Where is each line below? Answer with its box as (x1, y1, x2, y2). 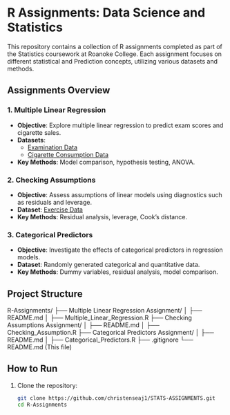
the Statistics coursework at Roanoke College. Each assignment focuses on (7, 50, 222, 58)
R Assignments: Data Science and (7, 5, 206, 21)
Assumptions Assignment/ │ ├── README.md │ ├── (7, 321, 160, 329)
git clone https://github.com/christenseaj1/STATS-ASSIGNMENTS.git (17, 394, 215, 402)
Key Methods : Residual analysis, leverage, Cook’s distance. (17, 212, 188, 221)
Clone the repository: (17, 381, 78, 389)
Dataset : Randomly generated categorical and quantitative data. (17, 261, 200, 269)
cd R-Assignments (17, 401, 68, 408)
